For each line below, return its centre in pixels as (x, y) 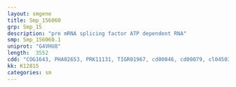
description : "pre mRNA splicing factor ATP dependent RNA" (97, 33)
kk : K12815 (23, 66)
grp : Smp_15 (25, 27)
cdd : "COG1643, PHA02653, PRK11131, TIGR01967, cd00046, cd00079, (106, 60)
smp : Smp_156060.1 (34, 40)
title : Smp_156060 (34, 20)
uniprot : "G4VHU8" (34, 46)
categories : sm (29, 72)
